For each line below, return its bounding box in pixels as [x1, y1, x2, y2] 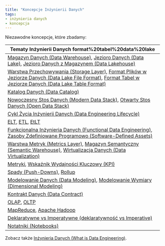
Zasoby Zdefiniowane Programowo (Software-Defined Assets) [7, 133, 153, 140]
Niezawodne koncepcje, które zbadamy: [5, 34, 87, 40]
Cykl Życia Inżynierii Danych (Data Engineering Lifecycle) [7, 111, 140, 118]
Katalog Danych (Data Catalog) [7, 89, 80, 96]
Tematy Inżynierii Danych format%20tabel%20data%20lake [9, 46, 156, 53]
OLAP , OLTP [7, 199, 36, 206]
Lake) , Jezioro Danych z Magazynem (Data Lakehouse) [7, 60, 136, 67]
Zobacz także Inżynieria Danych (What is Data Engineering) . [5, 235, 127, 241]
